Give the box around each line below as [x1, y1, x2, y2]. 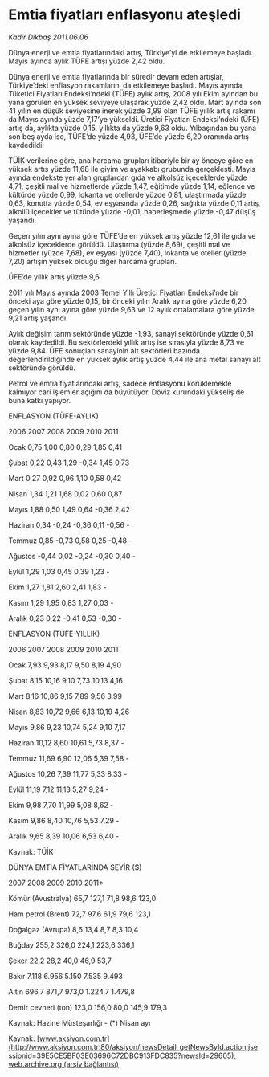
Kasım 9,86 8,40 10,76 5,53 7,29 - [8, 815, 120, 825]
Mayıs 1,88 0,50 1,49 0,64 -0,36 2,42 [8, 504, 131, 514]
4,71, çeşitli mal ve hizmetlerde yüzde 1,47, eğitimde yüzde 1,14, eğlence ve [8, 181, 255, 190]
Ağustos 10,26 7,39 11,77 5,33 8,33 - [8, 769, 128, 778]
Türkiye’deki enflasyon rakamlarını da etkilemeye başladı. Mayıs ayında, [8, 80, 245, 90]
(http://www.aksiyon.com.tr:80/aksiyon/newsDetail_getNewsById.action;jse [8, 1042, 259, 1051]
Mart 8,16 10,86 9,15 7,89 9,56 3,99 [8, 691, 123, 700]
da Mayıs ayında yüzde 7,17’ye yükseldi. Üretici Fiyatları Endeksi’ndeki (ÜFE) [8, 114, 259, 124]
